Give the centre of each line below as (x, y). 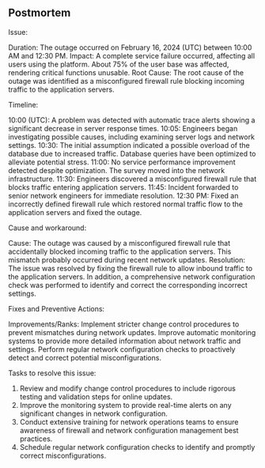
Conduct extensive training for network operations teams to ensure (129, 421)
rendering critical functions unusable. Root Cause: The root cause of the (126, 72)
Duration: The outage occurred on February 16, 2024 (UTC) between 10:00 (130, 47)
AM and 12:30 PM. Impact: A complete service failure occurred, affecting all (132, 55)
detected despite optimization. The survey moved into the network (117, 170)
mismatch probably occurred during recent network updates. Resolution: (127, 259)
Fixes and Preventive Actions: (57, 308)
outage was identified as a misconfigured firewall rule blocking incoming (127, 81)
